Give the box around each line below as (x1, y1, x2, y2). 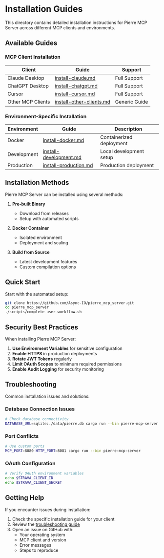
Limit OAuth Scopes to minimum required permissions (12, 361, 122, 367)
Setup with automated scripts (19, 215, 79, 221)
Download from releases (19, 210, 69, 216)
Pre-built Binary (12, 201, 45, 207)
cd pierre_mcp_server (5, 305, 49, 310)
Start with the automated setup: (5, 291, 69, 297)
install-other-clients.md (54, 98, 111, 105)
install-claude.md (54, 74, 96, 81)
